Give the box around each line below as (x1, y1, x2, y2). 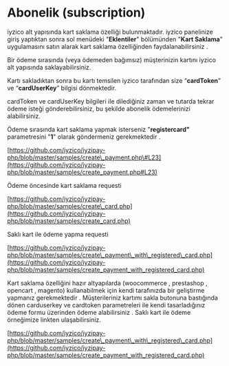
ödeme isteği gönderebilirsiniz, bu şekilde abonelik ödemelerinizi (7, 104, 190, 113)
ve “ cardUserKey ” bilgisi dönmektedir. (7, 84, 117, 92)
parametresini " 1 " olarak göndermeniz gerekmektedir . (7, 133, 161, 141)
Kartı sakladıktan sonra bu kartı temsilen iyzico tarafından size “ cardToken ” (7, 76, 221, 84)
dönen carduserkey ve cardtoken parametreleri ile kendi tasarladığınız (7, 300, 206, 309)
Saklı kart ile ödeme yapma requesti (7, 230, 109, 238)
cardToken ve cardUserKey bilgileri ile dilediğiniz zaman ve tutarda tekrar (7, 97, 215, 105)
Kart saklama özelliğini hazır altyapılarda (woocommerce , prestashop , (7, 278, 208, 287)
